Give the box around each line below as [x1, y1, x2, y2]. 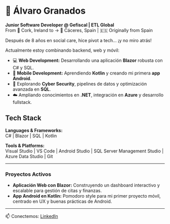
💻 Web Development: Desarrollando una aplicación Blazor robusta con [12, 57, 163, 63]
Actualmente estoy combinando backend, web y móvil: [5, 47, 120, 53]
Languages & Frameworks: [5, 127, 63, 133]
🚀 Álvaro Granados [5, 5, 86, 17]
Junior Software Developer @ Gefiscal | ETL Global [5, 22, 115, 28]
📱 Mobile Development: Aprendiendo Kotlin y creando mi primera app [12, 70, 160, 76]
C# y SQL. [12, 64, 34, 70]
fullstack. [12, 99, 32, 105]
